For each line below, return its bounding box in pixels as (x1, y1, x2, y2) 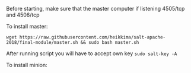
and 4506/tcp (6, 11, 40, 18)
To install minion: (6, 62, 47, 68)
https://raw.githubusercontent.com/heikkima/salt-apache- (19, 34, 166, 40)
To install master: (6, 23, 48, 30)
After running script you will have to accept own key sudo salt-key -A (6, 50, 177, 57)
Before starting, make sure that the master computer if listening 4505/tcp (6, 5, 185, 12)
